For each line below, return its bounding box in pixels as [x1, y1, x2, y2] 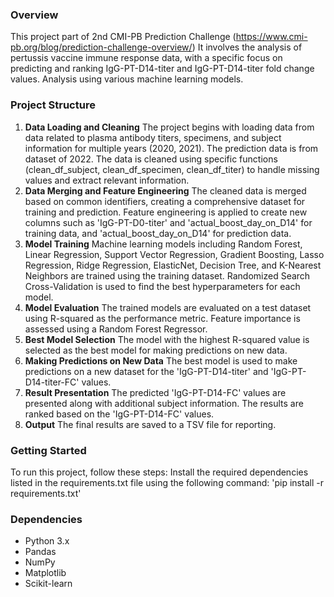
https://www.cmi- [235, 31, 308, 43]
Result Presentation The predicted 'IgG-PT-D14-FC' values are [24, 386, 287, 398]
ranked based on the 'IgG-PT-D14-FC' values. [24, 408, 215, 420]
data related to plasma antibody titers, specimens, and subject [24, 131, 282, 143]
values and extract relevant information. [24, 174, 190, 186]
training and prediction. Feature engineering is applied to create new [24, 206, 308, 218]
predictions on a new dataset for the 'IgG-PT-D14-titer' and [24, 365, 269, 377]
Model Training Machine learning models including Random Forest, [24, 238, 303, 250]
